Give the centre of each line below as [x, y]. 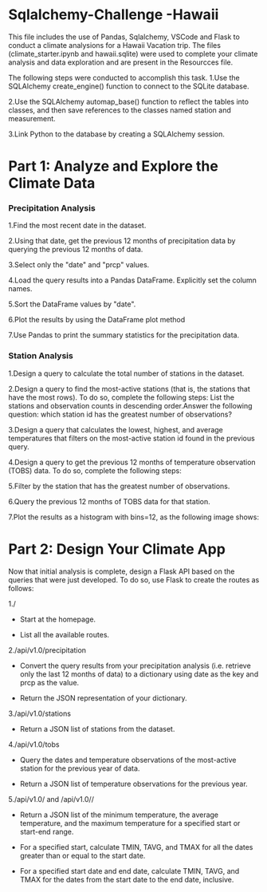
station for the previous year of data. [80, 768]
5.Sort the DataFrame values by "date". [72, 304]
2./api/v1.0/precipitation [47, 650]
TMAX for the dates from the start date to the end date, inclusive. [127, 879]
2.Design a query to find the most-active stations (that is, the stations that [130, 389]
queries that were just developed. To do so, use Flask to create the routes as [134, 579]
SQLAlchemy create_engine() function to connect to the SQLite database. [129, 86]
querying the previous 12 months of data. [76, 250]
